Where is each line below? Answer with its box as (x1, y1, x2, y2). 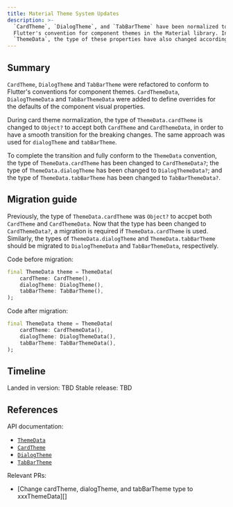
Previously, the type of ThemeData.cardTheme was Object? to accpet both (7, 212, 213, 220)
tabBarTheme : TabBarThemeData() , (19, 340, 116, 347)
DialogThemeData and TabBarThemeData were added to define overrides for (7, 94, 216, 103)
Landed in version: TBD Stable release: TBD (7, 383, 132, 392)
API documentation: (7, 422, 64, 431)
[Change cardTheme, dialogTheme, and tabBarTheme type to (17, 485, 193, 493)
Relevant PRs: (7, 472, 47, 480)
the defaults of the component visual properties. (7, 102, 146, 110)
